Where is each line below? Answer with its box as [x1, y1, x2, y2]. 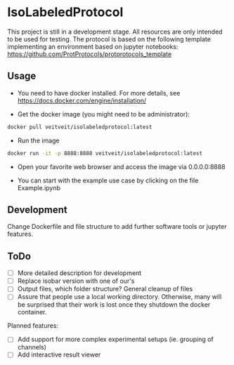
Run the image [17, 136, 60, 145]
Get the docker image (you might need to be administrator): [17, 109, 190, 118]
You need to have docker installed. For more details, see [17, 88, 181, 97]
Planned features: [7, 321, 58, 330]
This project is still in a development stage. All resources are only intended [7, 27, 223, 36]
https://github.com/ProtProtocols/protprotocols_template [7, 50, 172, 58]
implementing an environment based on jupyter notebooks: [7, 42, 178, 51]
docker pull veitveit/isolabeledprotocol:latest [7, 124, 152, 131]
